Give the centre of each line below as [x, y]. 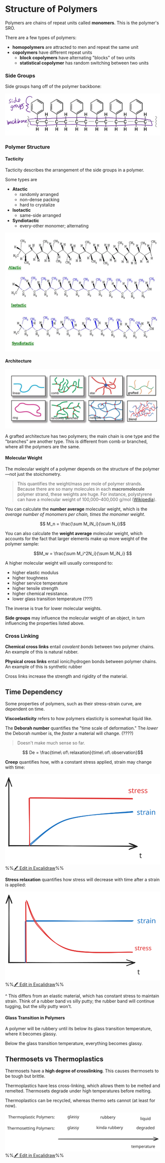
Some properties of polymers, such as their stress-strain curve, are [73, 704]
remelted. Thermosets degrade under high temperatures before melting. [78, 1091]
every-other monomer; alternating [54, 226]
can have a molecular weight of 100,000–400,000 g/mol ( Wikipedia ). [87, 500]
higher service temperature [40, 583]
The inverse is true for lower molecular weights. [53, 609]
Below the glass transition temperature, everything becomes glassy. [74, 1044]
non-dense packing [39, 199]
